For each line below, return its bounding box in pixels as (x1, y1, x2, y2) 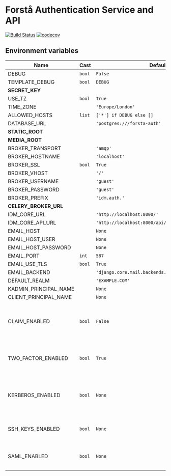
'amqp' (96, 145, 112, 151)
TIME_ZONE (8, 103, 37, 110)
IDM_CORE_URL (8, 211, 46, 218)
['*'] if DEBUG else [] (96, 112, 154, 118)
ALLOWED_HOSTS (8, 111, 52, 119)
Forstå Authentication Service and (5, 4, 154, 16)
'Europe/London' (96, 104, 135, 109)
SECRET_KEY (8, 87, 41, 94)
